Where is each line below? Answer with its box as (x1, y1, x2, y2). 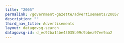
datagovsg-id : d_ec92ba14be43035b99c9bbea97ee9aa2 (5, 30, 113, 35)
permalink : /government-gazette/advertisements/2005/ (5, 12, 120, 17)
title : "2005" (5, 7, 35, 12)
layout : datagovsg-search (5, 26, 59, 31)
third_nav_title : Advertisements (5, 21, 75, 26)
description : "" (5, 16, 39, 21)
